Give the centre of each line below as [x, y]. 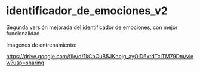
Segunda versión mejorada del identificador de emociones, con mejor [92, 27]
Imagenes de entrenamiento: [41, 45]
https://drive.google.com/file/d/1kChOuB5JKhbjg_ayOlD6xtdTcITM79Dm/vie [100, 56]
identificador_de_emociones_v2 [87, 11]
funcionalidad [23, 33]
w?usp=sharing [25, 63]
